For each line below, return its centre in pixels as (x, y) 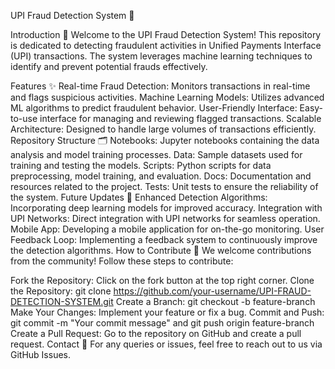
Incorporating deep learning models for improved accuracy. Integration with (166, 208)
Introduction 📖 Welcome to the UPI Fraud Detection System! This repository (166, 34)
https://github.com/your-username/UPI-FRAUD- (212, 291)
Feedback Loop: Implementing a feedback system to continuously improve (164, 239)
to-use (24, 118)
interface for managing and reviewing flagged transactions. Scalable (180, 118)
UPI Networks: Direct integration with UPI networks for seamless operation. (165, 218)
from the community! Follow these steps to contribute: (122, 261)
